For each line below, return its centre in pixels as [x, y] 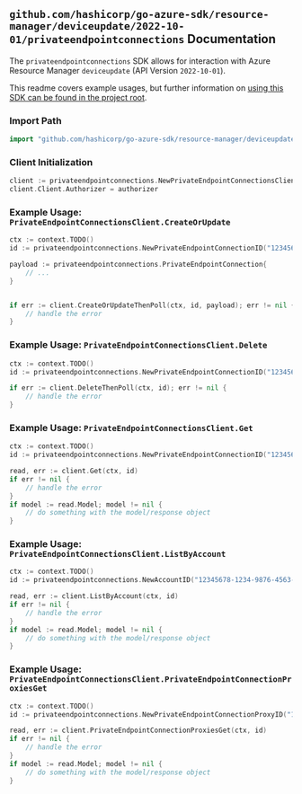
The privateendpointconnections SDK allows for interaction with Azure [140, 61]
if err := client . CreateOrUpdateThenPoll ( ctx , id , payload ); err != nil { [152, 305]
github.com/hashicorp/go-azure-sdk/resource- [139, 15]
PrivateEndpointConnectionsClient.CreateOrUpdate [120, 222]
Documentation [232, 39]
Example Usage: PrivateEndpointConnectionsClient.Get [131, 428]
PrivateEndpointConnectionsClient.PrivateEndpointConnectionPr [151, 679]
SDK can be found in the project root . [78, 97]
